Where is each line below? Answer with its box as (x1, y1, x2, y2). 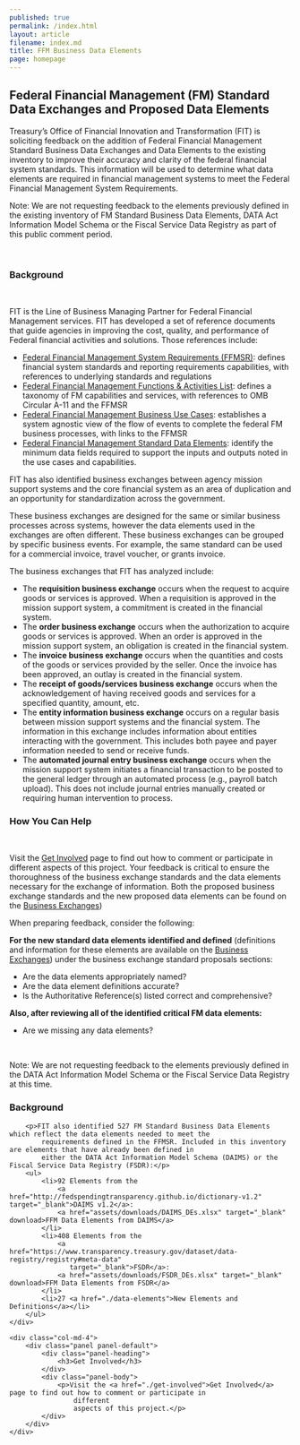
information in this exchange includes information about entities (21, 727, 258, 737)
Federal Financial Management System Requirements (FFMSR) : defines (21, 352, 286, 363)
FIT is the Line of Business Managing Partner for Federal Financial (9, 306, 253, 317)
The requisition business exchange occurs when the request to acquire (21, 583, 290, 594)
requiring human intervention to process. (21, 793, 173, 804)
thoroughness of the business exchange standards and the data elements (9, 872, 281, 882)
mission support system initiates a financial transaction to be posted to (21, 764, 284, 775)
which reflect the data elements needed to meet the (9, 1130, 210, 1139)
